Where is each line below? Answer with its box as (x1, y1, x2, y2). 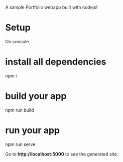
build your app (5, 91, 67, 102)
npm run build (5, 107, 34, 113)
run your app (5, 125, 60, 136)
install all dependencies (5, 56, 106, 67)
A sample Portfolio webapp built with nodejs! (5, 5, 98, 10)
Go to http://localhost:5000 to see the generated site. (5, 151, 118, 157)
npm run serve (5, 141, 36, 147)
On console (5, 38, 29, 44)
